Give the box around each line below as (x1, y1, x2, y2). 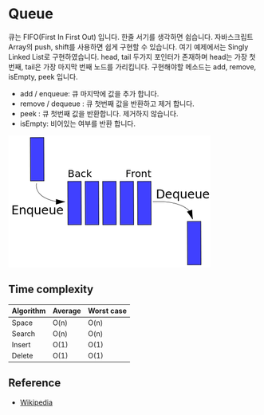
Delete (11, 351, 33, 361)
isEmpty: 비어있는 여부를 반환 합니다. (19, 119, 136, 128)
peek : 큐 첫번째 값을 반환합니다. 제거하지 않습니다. (19, 108, 179, 118)
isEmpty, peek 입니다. (8, 72, 78, 81)
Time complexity (8, 283, 94, 296)
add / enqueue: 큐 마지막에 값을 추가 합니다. (19, 88, 160, 98)
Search (11, 328, 36, 339)
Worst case (87, 306, 128, 315)
